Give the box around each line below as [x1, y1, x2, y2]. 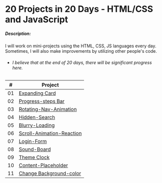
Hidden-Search [19, 114, 55, 121]
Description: [5, 31, 31, 37]
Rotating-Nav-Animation [19, 106, 77, 113]
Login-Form [19, 138, 47, 145]
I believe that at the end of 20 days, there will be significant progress [12, 59, 152, 65]
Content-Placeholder [19, 162, 68, 169]
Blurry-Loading [19, 122, 55, 129]
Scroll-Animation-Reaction [19, 130, 82, 137]
